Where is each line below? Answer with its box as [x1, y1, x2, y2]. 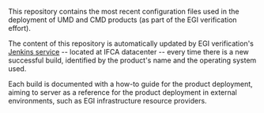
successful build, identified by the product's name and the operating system [8, 55, 257, 65]
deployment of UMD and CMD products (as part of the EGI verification [8, 15, 237, 24]
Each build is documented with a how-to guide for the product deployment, [8, 79, 253, 89]
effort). [8, 24, 32, 32]
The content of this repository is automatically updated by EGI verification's [8, 39, 255, 48]
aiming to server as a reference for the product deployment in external [8, 88, 237, 97]
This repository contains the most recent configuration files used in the [8, 7, 239, 16]
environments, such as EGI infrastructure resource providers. [8, 96, 207, 105]
